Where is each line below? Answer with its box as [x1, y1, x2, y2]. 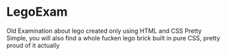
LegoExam [6, 4, 68, 20]
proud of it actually [6, 41, 60, 49]
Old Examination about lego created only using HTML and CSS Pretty [6, 27, 202, 35]
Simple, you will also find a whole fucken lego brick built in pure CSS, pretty [6, 33, 221, 42]
